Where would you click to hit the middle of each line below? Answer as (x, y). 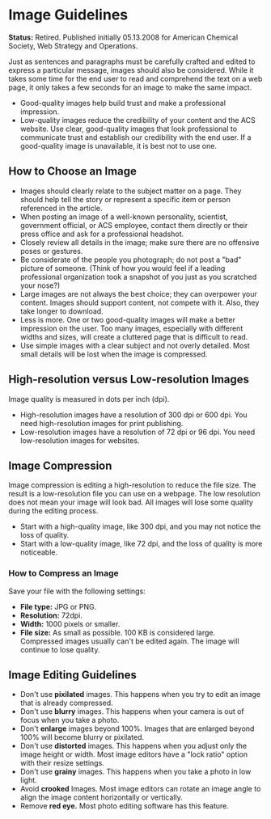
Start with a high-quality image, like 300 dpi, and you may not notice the (140, 526)
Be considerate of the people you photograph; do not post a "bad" (131, 260)
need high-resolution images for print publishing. (102, 423)
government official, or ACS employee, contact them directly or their (134, 225)
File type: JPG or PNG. (58, 606)
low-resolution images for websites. (80, 440)
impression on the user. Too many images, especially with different (131, 328)
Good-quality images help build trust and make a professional (123, 103)
